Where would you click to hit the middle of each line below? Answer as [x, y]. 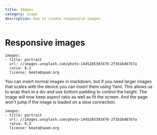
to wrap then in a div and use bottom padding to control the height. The [76, 92]
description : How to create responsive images [53, 18]
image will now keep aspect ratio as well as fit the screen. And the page [76, 97]
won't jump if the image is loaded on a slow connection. [60, 102]
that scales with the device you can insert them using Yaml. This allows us [79, 87]
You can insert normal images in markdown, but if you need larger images [78, 82]
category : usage [21, 14]
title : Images [19, 9]
